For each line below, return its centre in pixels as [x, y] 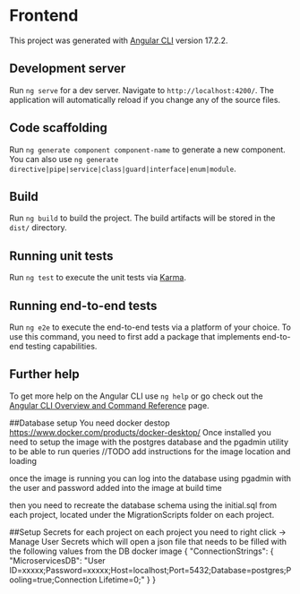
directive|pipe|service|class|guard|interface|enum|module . [123, 168]
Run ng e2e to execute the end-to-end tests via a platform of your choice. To [150, 327]
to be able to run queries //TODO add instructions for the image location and [150, 451]
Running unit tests [61, 256]
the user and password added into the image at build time [116, 487]
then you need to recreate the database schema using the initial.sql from [143, 505]
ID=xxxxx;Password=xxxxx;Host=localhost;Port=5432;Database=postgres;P [150, 570]
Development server [68, 69]
